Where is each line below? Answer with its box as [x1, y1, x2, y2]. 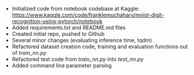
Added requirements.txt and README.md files [11, 24, 126, 31]
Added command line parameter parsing [11, 62, 112, 69]
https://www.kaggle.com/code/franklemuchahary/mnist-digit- [11, 11, 165, 18]
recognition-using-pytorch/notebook [11, 18, 103, 24]
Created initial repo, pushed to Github [11, 30, 105, 37]
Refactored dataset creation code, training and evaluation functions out [11, 43, 188, 50]
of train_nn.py [11, 49, 47, 56]
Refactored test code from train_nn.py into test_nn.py [11, 56, 144, 62]
